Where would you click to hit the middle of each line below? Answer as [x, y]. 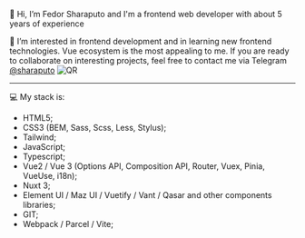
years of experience [47, 24]
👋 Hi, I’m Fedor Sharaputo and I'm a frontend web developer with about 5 [146, 14]
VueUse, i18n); [50, 176]
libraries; [39, 205]
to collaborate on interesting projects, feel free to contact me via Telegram [148, 60]
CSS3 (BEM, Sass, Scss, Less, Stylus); [94, 128]
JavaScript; [44, 147]
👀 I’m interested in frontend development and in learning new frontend [141, 41]
